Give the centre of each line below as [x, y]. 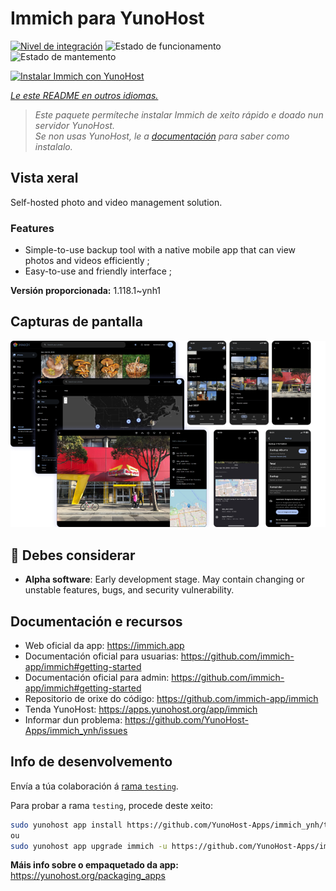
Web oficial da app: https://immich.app [104, 645]
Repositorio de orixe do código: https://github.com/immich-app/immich [171, 698]
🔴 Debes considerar [73, 555]
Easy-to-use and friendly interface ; [98, 271]
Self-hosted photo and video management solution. [116, 202]
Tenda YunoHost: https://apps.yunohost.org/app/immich [141, 709]
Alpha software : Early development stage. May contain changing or [164, 579]
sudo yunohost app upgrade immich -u [89, 846]
